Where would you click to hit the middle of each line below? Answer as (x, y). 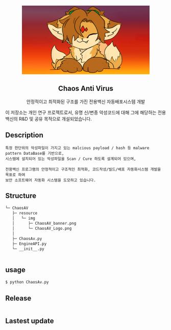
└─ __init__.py (28, 249)
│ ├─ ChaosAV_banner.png (44, 223)
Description (24, 135)
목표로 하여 (15, 175)
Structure (21, 196)
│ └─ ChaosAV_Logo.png (42, 229)
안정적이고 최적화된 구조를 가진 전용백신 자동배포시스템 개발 (86, 101)
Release (18, 298)
